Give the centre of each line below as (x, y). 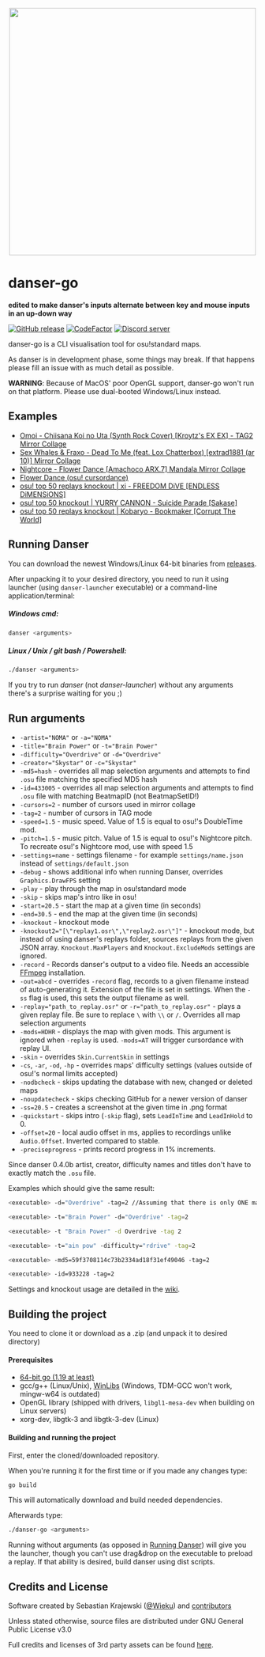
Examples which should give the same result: (82, 1189)
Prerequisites (31, 1359)
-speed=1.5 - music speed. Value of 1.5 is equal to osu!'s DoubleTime (131, 821)
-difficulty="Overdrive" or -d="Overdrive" (90, 754)
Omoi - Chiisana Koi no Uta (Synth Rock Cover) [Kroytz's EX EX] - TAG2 (136, 435)
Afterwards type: (35, 1515)
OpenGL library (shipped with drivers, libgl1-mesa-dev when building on (137, 1403)
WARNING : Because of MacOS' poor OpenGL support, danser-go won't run (131, 383)
